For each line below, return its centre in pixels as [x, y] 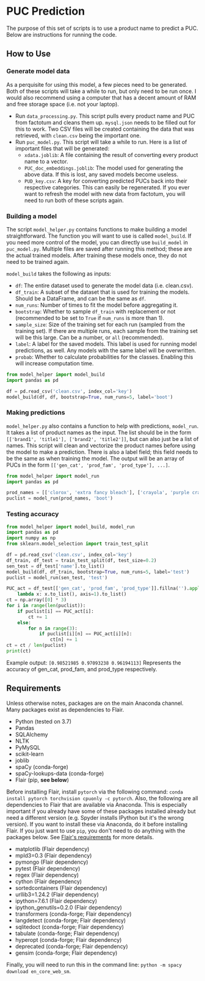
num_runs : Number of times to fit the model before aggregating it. [96, 305]
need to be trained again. [38, 261]
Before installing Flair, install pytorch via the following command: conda [95, 792]
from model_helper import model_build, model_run [71, 527]
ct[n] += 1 [64, 640]
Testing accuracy [33, 514]
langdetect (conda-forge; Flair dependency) [70, 920]
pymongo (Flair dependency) [52, 862]
